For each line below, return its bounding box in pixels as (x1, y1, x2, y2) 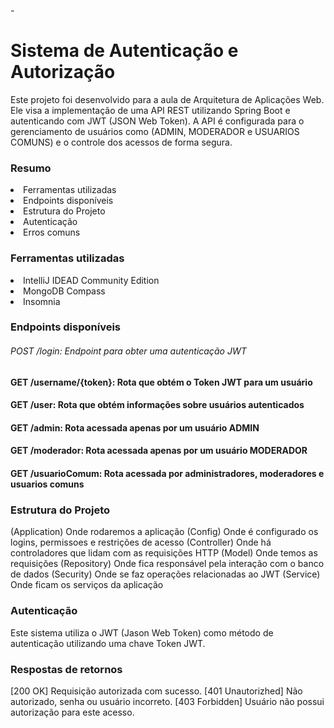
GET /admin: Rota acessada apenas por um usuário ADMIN (10, 421, 260, 434)
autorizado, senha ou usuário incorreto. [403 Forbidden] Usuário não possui (10, 695, 325, 707)
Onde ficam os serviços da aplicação (10, 579, 164, 591)
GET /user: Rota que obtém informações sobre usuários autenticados (10, 399, 305, 411)
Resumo (10, 161, 52, 175)
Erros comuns (23, 226, 81, 239)
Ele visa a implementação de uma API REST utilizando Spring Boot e (10, 104, 291, 116)
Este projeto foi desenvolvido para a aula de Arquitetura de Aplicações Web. (10, 93, 325, 105)
